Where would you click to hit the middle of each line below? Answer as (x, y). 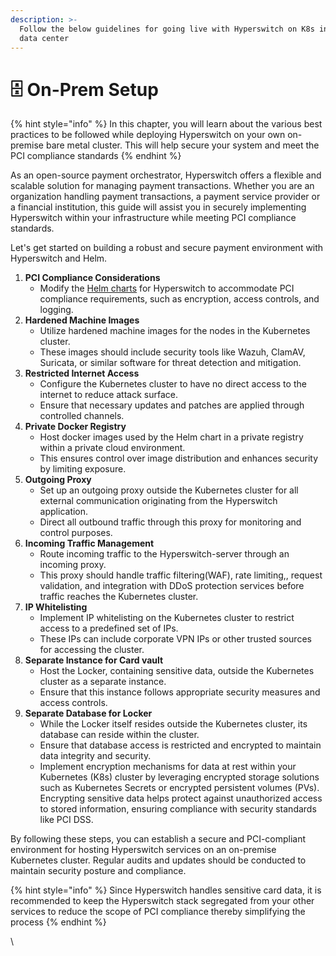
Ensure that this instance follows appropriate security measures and (180, 692)
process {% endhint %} (58, 922)
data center (44, 38)
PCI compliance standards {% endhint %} (96, 156)
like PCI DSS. (66, 820)
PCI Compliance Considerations (92, 278)
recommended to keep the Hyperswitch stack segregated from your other (162, 901)
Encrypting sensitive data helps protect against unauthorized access (181, 798)
